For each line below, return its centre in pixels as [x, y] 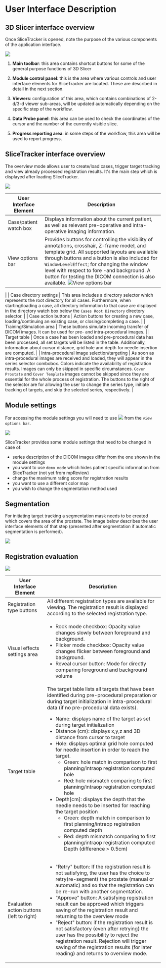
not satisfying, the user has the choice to [103, 873]
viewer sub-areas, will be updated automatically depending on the [93, 104]
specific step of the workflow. [42, 109]
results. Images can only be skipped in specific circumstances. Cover [75, 369]
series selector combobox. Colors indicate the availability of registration [78, 363]
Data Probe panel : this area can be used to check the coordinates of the [86, 118]
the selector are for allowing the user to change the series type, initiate [77, 384]
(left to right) [22, 916]
